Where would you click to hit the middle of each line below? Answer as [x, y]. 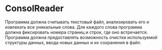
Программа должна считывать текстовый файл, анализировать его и [77, 22]
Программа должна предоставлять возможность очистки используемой [81, 37]
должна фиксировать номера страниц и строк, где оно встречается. [77, 32]
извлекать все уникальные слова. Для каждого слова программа [74, 27]
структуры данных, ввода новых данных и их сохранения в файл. [73, 42]
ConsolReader [35, 8]
